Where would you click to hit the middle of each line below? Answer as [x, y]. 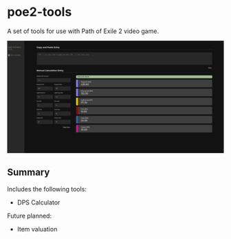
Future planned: [30, 216]
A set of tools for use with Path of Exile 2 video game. [83, 31]
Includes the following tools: [47, 189]
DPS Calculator [38, 202]
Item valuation [37, 229]
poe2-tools [40, 12]
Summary [29, 173]
